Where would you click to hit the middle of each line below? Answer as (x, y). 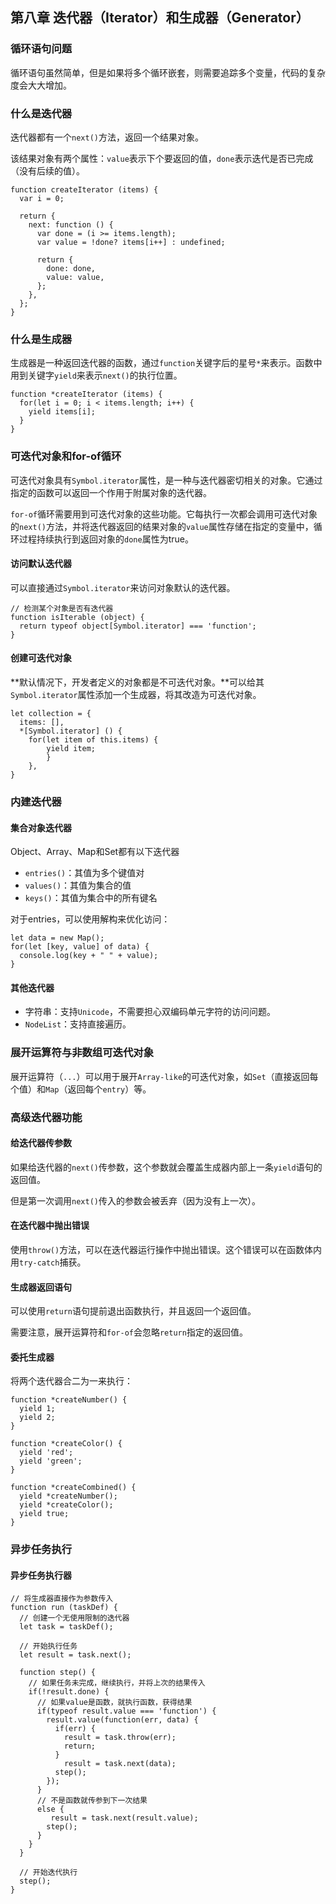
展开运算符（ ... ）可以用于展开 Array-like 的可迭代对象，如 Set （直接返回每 (164, 1076)
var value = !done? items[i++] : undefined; (131, 242)
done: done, (71, 268)
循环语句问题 (41, 49)
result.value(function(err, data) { (122, 1720)
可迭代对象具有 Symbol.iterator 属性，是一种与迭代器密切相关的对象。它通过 (166, 480)
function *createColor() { (66, 1444)
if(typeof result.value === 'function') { (126, 1711)
